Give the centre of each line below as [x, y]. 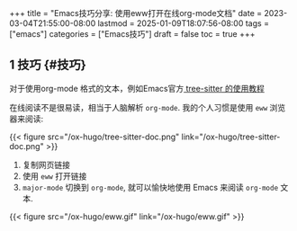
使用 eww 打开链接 [54, 176]
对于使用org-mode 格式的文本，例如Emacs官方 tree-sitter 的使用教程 [137, 88]
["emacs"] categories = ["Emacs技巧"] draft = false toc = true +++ [132, 34]
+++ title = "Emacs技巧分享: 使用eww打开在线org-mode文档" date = [136, 13]
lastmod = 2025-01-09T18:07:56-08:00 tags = [184, 23]
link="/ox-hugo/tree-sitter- [231, 137]
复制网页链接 [46, 164]
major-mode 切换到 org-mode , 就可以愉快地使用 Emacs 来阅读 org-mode [150, 187]
